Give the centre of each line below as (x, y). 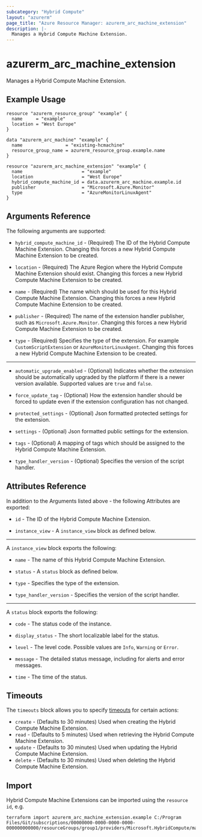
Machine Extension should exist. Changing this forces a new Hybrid (99, 273)
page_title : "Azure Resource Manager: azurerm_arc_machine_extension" (96, 23)
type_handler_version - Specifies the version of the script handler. (97, 595)
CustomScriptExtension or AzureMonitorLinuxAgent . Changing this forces (104, 346)
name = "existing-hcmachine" (68, 145)
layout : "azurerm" (29, 17)
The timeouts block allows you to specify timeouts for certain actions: (93, 710)
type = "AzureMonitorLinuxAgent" (82, 193)
